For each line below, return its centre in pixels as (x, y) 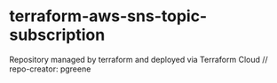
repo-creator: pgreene (50, 69)
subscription (57, 35)
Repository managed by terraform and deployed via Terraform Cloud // (138, 59)
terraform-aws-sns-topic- (108, 16)
